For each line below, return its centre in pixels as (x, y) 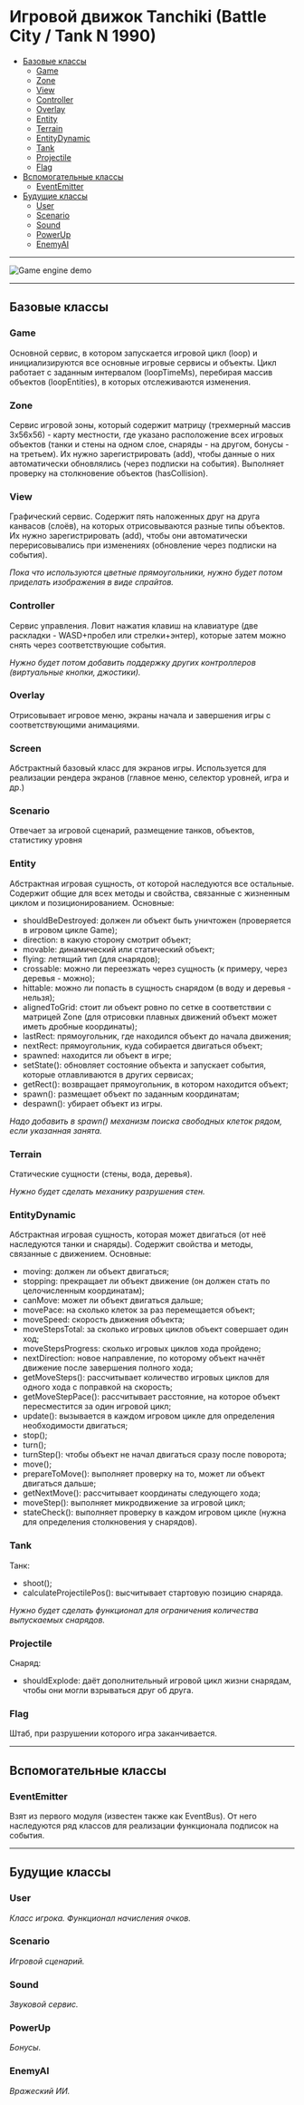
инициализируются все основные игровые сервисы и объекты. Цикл (143, 362)
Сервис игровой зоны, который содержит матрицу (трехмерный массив (150, 424)
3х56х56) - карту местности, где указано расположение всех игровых (147, 434)
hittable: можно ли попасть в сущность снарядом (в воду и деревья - (157, 988)
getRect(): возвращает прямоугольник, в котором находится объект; (156, 1084)
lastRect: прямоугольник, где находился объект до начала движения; (157, 1036)
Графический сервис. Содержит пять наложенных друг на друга (135, 517)
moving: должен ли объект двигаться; (95, 1272)
